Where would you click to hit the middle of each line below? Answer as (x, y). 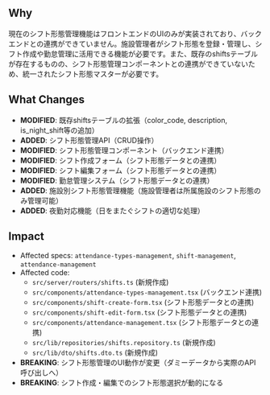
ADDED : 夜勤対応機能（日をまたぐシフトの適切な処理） (112, 210)
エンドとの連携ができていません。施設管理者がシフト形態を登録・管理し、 (132, 43)
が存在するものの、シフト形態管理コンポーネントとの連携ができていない (128, 64)
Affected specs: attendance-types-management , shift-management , (128, 256)
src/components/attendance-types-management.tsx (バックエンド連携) (147, 292)
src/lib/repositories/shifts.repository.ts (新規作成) (124, 343)
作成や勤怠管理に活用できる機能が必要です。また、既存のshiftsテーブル (140, 53)
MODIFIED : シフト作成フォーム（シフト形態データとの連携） (120, 160)
